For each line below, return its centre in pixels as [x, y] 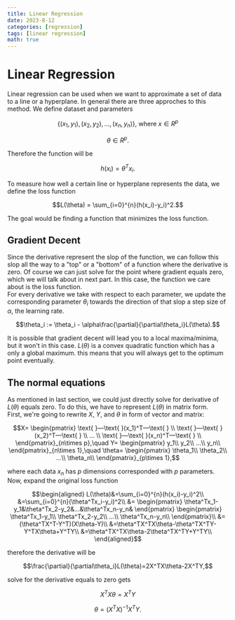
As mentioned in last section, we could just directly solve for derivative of [113, 400]
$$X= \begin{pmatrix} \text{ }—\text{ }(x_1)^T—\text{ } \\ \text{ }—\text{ [116, 428]
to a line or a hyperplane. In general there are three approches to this [107, 102]
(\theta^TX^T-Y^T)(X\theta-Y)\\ [63, 524]
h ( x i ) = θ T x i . [118, 168]
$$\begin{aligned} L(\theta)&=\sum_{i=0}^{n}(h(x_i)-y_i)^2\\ [118, 494]
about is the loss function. [45, 287]
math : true [23, 40]
